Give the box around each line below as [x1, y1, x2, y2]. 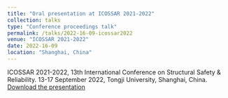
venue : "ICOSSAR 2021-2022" [7, 36, 90, 43]
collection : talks [7, 17, 61, 24]
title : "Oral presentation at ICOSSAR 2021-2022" [7, 10, 155, 17]
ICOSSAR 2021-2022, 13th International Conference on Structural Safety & [7, 67, 222, 76]
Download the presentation [7, 83, 85, 91]
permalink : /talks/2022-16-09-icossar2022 [7, 29, 133, 37]
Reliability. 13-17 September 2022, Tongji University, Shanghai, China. [7, 75, 208, 83]
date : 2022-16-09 [7, 42, 58, 49]
